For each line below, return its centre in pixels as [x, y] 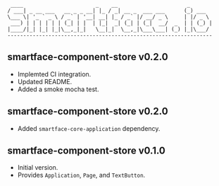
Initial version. [38, 168]
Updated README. [45, 81]
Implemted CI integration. [54, 74]
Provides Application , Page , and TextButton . [81, 175]
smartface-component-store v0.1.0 [86, 151]
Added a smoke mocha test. [58, 89]
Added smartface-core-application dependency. [89, 128]
